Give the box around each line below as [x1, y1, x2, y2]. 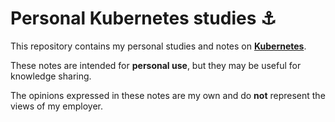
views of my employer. [10, 100, 104, 112]
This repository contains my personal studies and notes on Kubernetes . [10, 40, 307, 52]
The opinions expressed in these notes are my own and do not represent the [10, 89, 326, 101]
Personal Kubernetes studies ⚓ [10, 7, 277, 30]
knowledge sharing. [10, 70, 92, 82]
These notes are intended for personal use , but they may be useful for [10, 59, 302, 71]
